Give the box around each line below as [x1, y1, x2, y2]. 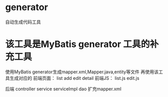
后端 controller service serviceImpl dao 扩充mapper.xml [5, 85, 122, 92]
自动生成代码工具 [5, 19, 41, 25]
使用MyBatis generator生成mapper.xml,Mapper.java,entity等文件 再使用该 [5, 69, 159, 75]
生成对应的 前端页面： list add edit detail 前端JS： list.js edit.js [9, 75, 140, 81]
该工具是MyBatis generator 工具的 [5, 38, 150, 50]
